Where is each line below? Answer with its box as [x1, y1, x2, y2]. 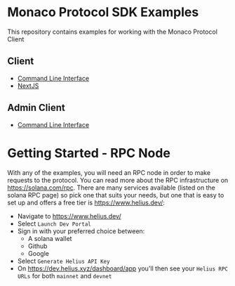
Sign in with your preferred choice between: [17, 226, 145, 235]
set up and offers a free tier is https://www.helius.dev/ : [7, 198, 165, 207]
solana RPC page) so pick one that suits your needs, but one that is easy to [7, 190, 224, 199]
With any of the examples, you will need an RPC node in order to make [7, 168, 211, 176]
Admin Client [7, 102, 65, 114]
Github [27, 242, 48, 250]
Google [27, 249, 49, 257]
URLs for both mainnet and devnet [17, 271, 112, 280]
